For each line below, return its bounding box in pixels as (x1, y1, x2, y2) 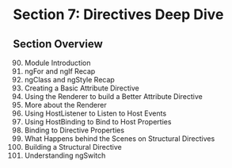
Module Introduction (24, 58, 91, 67)
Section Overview (13, 37, 104, 51)
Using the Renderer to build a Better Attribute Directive (24, 92, 203, 101)
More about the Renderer (24, 101, 108, 109)
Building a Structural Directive (24, 143, 122, 151)
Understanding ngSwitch (24, 151, 106, 160)
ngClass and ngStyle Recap (24, 75, 116, 84)
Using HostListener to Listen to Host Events (24, 109, 167, 118)
